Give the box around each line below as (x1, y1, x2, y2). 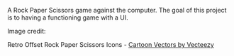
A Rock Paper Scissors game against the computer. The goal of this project (7, 6, 227, 14)
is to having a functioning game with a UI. (7, 13, 129, 22)
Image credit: (7, 27, 46, 35)
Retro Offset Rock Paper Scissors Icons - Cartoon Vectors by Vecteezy (7, 41, 214, 48)
